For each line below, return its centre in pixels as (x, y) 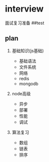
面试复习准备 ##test (25, 23)
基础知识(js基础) (28, 51)
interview (24, 9)
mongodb (29, 84)
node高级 (21, 93)
